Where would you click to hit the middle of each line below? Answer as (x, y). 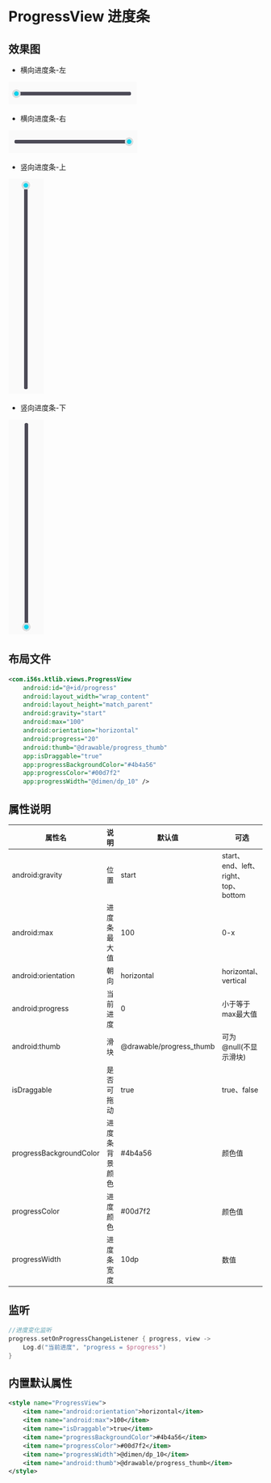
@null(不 (236, 1047)
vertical (234, 981)
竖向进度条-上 (43, 167)
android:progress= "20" (61, 739)
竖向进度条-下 (43, 408)
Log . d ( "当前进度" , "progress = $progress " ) (95, 1347)
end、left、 (240, 866)
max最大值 (240, 1014)
